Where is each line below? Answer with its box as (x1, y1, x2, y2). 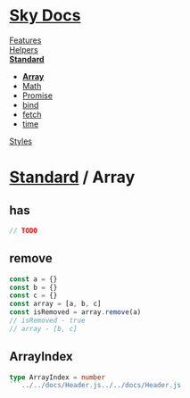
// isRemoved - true (9, 316, 87, 325)
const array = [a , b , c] (9, 300, 102, 309)
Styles (9, 136, 33, 146)
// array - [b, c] (9, 324, 78, 333)
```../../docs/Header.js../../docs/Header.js (9, 381, 181, 390)
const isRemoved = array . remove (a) (9, 308, 142, 317)
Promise (21, 90, 54, 101)
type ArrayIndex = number (9, 372, 105, 382)
